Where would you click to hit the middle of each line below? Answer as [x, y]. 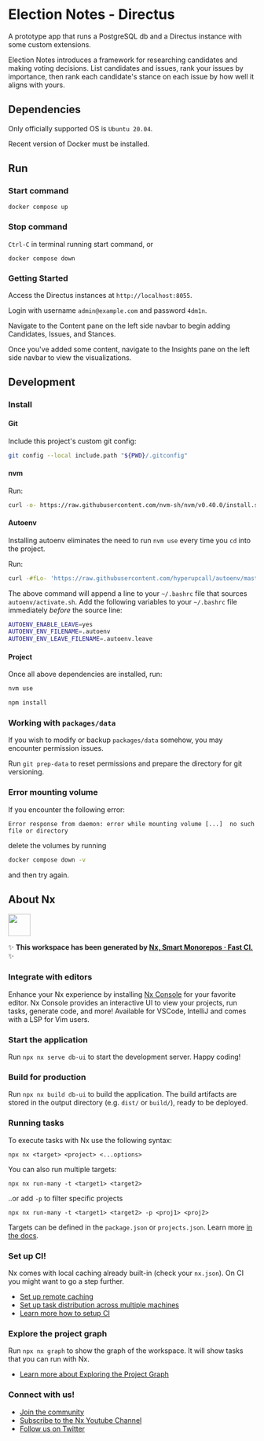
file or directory [38, 831]
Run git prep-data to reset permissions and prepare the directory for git [125, 763]
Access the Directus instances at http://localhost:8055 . [100, 296]
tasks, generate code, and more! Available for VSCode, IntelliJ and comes [127, 1011]
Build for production [47, 1077]
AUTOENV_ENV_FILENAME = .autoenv [59, 632]
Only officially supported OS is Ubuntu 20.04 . [81, 128]
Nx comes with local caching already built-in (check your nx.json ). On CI [126, 1273]
